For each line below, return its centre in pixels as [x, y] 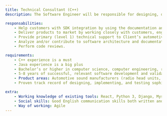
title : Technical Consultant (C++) [42, 10]
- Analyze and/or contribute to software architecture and [77, 42]
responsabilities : [24, 23]
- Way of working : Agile [40, 106]
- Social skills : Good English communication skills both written [84, 101]
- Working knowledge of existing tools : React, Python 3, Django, [84, 96]
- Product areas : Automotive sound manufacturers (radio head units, [88, 78]
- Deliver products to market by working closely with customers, [84, 33]
